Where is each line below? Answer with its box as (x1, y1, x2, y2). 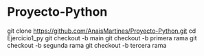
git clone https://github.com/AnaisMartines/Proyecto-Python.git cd (7, 27, 196, 35)
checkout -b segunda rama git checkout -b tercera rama (7, 41, 167, 49)
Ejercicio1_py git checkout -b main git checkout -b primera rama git (7, 33, 197, 42)
